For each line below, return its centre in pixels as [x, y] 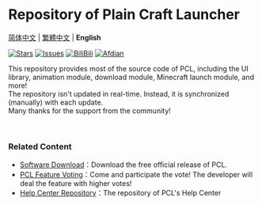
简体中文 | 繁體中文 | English [55, 37]
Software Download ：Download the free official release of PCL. [123, 165]
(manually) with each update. [56, 102]
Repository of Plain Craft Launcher [124, 15]
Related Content [40, 146]
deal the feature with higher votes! [76, 184]
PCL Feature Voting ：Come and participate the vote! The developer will [136, 175]
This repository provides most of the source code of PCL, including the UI [129, 68]
